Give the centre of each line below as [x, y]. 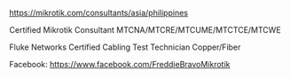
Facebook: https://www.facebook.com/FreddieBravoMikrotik [120, 64]
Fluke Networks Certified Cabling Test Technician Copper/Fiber [125, 47]
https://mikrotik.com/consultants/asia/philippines [99, 13]
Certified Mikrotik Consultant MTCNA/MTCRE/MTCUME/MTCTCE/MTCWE [145, 30]
